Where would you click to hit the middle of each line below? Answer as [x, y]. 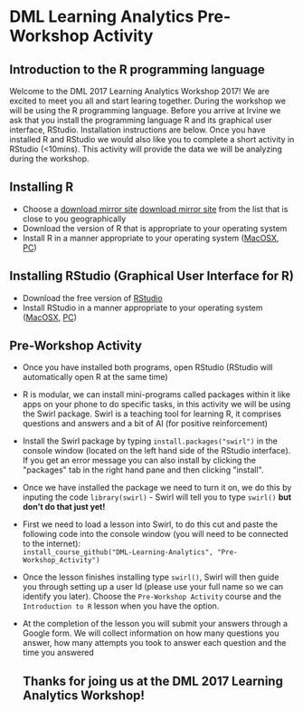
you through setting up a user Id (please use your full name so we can [153, 587]
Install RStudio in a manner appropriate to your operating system [143, 307]
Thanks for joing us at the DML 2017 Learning [152, 681]
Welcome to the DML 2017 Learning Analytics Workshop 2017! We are [139, 91]
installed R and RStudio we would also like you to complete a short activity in [152, 139]
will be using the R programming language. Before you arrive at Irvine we [145, 110]
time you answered [58, 653]
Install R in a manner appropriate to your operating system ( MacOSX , [151, 238]
